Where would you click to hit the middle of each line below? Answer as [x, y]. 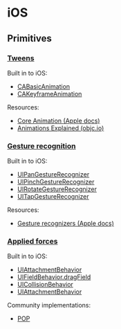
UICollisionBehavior [45, 285]
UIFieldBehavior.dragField [54, 277]
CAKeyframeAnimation [49, 94]
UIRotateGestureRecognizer [57, 189]
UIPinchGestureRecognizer [56, 182]
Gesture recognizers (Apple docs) [65, 224]
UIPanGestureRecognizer [53, 175]
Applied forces [32, 242]
